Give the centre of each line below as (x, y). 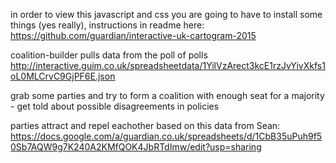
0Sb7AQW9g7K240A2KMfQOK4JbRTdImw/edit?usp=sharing (136, 147)
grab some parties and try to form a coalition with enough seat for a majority (167, 95)
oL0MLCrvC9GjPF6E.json (63, 76)
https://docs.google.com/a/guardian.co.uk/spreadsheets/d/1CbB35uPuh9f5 (166, 136)
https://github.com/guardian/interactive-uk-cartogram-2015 (133, 35)
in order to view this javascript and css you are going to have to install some (166, 14)
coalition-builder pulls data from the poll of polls (109, 55)
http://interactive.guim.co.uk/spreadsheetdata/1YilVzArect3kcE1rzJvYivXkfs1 (168, 65)
